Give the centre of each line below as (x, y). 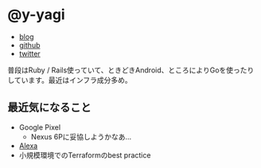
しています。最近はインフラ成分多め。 (70, 80)
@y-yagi (36, 15)
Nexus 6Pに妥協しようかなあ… (81, 136)
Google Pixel (40, 127)
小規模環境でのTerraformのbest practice (85, 155)
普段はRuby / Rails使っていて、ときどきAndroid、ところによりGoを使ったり (131, 70)
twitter (29, 53)
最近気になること (49, 108)
